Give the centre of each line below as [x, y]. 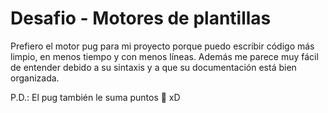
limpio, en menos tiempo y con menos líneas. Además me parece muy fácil [164, 56]
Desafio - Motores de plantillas [141, 18]
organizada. [35, 78]
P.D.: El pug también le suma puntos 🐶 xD [95, 97]
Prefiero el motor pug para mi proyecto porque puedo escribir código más [162, 46]
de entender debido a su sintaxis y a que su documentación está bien [153, 67]
